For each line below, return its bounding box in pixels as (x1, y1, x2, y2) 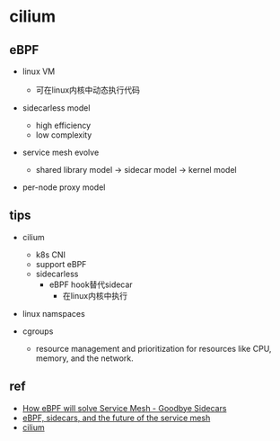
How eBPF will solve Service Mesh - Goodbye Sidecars (22, 402, 227, 413)
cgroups (22, 326, 54, 337)
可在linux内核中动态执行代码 (35, 85, 141, 95)
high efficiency (35, 120, 92, 130)
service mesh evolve (22, 147, 100, 157)
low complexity (35, 130, 92, 140)
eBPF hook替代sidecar (48, 279, 133, 290)
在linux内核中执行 (62, 290, 128, 301)
